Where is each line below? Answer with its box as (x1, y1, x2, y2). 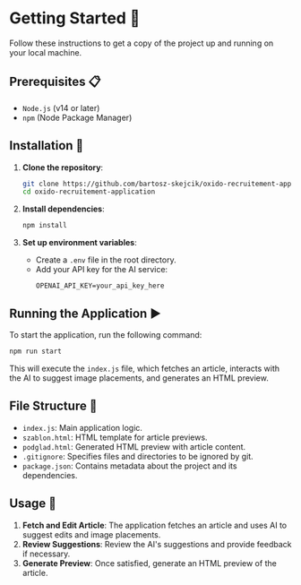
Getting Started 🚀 (9, 8, 141, 29)
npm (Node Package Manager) (21, 112, 133, 123)
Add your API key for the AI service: (35, 264, 168, 275)
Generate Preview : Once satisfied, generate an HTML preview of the (21, 557, 278, 568)
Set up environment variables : (21, 237, 137, 248)
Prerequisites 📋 (9, 74, 101, 90)
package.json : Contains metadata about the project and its (21, 460, 237, 471)
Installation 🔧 (9, 138, 84, 153)
